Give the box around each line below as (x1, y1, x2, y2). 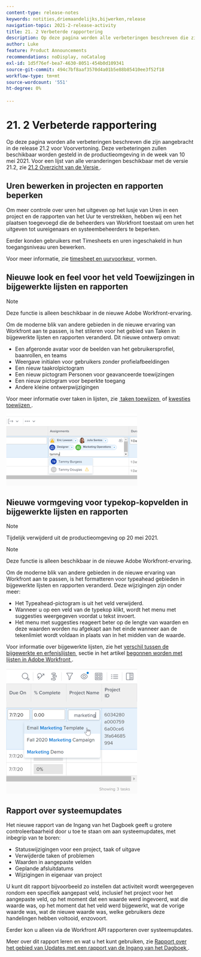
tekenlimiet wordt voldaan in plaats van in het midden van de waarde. (14, 632, 186, 639)
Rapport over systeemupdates (6, 805, 122, 816)
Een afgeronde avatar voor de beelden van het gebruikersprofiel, (14, 345, 175, 352)
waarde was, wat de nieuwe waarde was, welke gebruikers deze (6, 908, 165, 916)
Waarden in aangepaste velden (14, 859, 92, 866)
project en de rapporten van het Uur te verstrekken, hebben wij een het (6, 213, 182, 220)
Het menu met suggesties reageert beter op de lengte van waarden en (14, 619, 189, 626)
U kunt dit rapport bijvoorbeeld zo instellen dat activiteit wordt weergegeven (6, 883, 194, 890)
